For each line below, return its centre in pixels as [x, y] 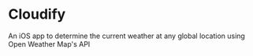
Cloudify [37, 14]
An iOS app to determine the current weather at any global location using [127, 36]
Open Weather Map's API [49, 44]
